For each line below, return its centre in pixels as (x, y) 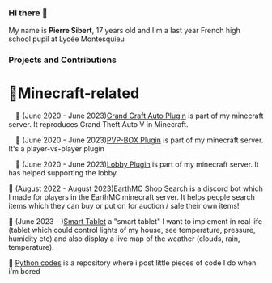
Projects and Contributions (63, 60)
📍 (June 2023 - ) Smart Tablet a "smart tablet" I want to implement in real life (136, 222)
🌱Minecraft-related (74, 93)
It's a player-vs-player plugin (57, 149)
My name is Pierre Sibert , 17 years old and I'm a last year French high (124, 31)
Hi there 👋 (28, 13)
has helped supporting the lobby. (64, 173)
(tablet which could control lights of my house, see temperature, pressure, (132, 230)
